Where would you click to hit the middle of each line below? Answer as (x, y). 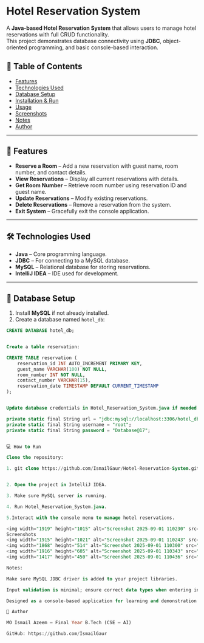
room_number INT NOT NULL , (51, 375)
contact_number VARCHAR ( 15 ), (54, 380)
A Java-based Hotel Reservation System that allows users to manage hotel (101, 28)
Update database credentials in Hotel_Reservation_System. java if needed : (103, 408)
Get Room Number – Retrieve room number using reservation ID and (101, 185)
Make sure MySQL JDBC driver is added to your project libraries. (92, 579)
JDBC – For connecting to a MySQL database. (73, 261)
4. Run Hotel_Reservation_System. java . (57, 507)
